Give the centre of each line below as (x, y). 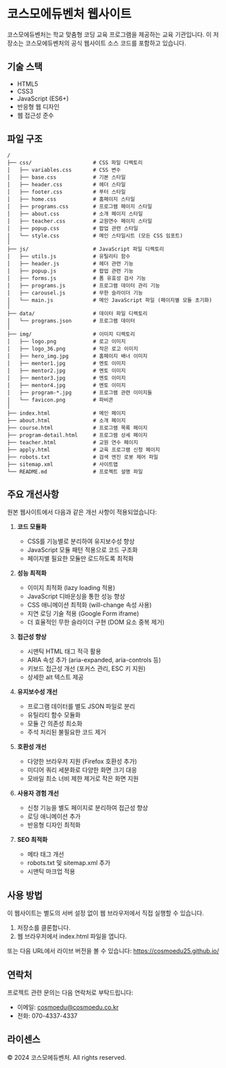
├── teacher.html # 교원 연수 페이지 (73, 442)
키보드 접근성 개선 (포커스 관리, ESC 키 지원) (86, 668)
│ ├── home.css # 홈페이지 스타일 (71, 199)
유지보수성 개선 (37, 692)
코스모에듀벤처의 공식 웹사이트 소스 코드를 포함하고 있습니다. (105, 43)
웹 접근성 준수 (35, 115)
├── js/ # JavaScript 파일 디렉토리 (86, 249)
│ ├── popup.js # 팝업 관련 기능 (70, 271)
